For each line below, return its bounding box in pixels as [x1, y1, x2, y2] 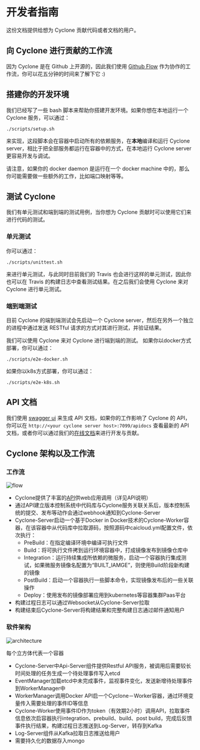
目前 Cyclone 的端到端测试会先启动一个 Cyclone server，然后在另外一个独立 [6, 316, 194, 323]
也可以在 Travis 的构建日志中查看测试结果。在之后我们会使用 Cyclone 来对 [6, 278, 189, 285]
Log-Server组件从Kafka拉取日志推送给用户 [14, 729, 121, 737]
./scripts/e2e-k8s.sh [6, 379, 60, 385]
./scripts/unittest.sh [6, 259, 63, 265]
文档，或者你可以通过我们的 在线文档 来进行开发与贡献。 [6, 429, 142, 436]
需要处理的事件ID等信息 [30, 699, 88, 707]
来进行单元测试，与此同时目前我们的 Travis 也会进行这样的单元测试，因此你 [6, 270, 192, 277]
